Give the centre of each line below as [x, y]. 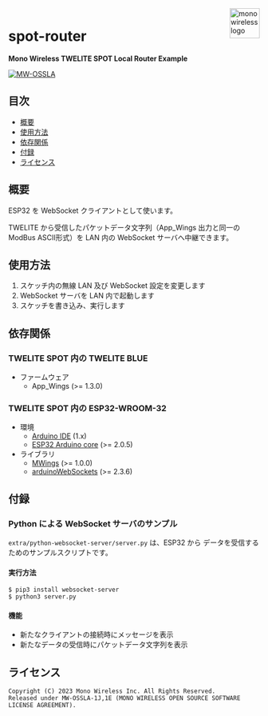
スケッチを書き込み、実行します [72, 306]
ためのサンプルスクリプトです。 [61, 553]
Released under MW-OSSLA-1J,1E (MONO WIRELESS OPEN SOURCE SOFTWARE [124, 698]
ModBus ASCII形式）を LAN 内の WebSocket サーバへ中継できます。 [121, 237]
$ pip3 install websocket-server [64, 590]
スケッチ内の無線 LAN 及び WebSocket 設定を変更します [112, 286]
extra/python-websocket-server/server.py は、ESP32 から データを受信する [134, 542]
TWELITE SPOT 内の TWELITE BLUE [78, 358]
